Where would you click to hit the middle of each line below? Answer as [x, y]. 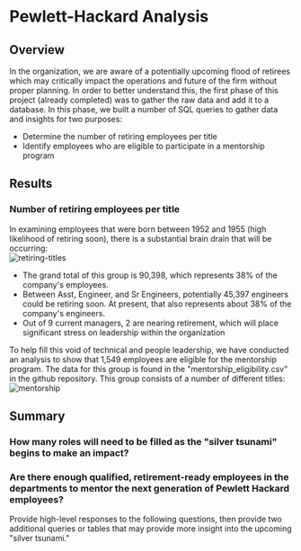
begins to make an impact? [69, 453]
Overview [37, 50]
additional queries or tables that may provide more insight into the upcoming [150, 529]
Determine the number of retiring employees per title [120, 136]
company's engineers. [64, 313]
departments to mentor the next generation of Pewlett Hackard [150, 488]
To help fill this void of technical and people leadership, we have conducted [149, 350]
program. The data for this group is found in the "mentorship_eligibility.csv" [149, 369]
